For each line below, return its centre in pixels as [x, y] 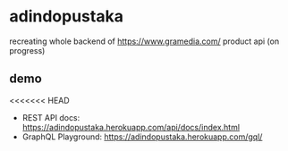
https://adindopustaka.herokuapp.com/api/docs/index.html [131, 127]
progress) [27, 50]
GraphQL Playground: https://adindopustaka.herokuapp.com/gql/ [142, 137]
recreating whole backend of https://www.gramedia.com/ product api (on [144, 41]
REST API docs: [51, 117]
